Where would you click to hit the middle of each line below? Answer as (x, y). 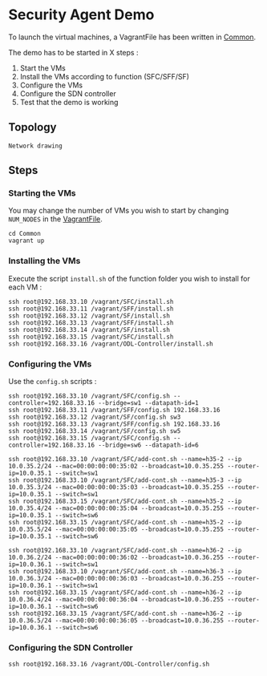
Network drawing (35, 146)
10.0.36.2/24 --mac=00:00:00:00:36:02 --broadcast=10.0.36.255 (116, 558)
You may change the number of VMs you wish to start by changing (119, 211)
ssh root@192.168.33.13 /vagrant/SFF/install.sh (91, 322)
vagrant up (26, 241)
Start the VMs (42, 68)
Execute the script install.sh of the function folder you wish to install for (129, 278)
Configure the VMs (51, 85)
